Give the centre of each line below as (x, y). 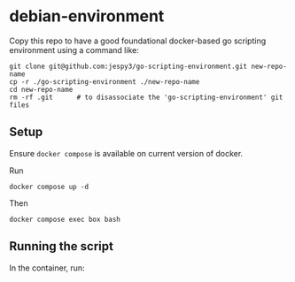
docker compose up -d (49, 187)
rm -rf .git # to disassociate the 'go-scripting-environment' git (146, 97)
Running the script (61, 246)
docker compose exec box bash (65, 219)
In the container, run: (47, 268)
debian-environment (87, 16)
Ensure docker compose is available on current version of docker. (126, 153)
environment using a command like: (74, 50)
